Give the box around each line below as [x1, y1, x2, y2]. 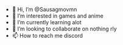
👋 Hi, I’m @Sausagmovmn [12, 6, 77, 13]
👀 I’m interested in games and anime [12, 12, 104, 19]
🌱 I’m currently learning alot [12, 19, 82, 26]
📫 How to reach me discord [12, 32, 83, 39]
